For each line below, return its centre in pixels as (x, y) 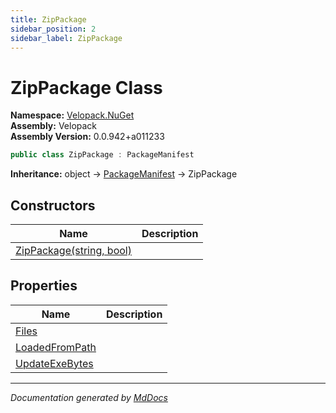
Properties (44, 286)
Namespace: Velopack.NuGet (72, 115)
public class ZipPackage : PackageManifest (102, 155)
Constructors (53, 205)
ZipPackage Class (86, 87)
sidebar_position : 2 (53, 29)
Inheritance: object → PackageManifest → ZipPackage (124, 174)
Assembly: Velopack (54, 126)
